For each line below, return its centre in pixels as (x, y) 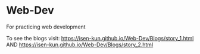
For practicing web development (46, 27)
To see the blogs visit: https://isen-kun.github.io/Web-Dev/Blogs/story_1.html (100, 38)
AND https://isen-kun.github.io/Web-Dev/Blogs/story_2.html (80, 45)
